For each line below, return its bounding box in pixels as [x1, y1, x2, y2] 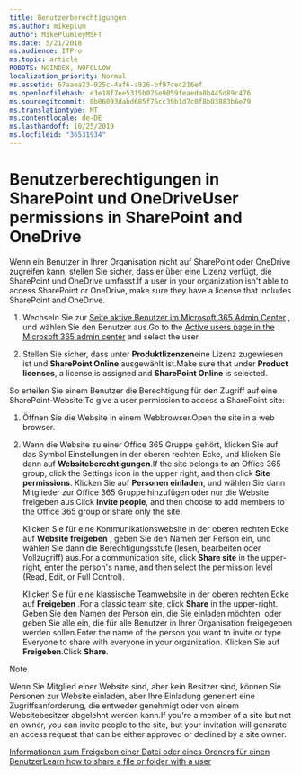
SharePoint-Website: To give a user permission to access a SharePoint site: [9, 394, 285, 405]
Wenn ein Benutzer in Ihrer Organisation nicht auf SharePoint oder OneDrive [9, 256, 291, 266]
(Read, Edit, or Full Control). [22, 571, 126, 581]
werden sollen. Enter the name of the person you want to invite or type [22, 626, 282, 637]
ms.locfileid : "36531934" [9, 131, 106, 140]
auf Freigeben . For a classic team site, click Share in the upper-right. [22, 598, 279, 608]
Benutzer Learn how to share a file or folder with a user [9, 755, 212, 766]
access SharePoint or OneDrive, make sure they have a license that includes [9, 284, 292, 295]
